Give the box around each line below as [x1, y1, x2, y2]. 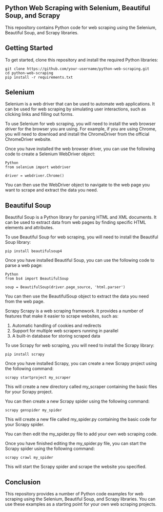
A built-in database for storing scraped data [12, 333, 101, 339]
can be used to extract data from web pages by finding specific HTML [5, 219, 146, 225]
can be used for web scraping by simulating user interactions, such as [5, 106, 146, 112]
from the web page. [5, 299, 45, 304]
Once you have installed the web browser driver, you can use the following [5, 146, 155, 152]
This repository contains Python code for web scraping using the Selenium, [5, 24, 157, 30]
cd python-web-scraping [5, 70, 54, 75]
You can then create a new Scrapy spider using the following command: [5, 398, 150, 405]
